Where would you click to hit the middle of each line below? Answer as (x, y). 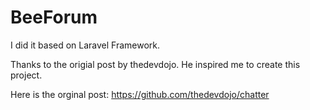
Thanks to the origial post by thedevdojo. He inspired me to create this (155, 64)
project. (26, 75)
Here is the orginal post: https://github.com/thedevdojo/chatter (140, 94)
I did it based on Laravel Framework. (85, 45)
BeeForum (54, 17)
